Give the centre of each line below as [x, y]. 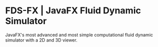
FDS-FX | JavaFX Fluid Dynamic [73, 11]
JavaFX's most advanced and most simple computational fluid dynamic [79, 35]
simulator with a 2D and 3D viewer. [41, 40]
